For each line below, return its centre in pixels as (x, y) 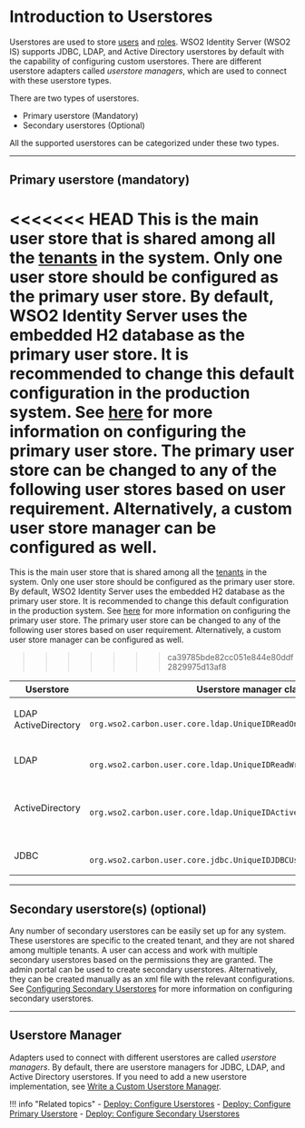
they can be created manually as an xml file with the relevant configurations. (152, 979)
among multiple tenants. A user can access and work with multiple (134, 950)
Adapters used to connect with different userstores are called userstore (143, 1057)
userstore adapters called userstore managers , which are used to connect (148, 71)
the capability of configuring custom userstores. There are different (135, 61)
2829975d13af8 (197, 667)
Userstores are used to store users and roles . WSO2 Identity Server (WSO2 (150, 42)
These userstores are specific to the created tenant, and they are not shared (152, 941)
